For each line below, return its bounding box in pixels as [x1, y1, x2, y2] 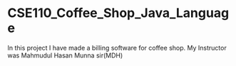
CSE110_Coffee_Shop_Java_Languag [7, 5, 230, 21]
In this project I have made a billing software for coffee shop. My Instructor [7, 43, 227, 52]
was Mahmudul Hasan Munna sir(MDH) [7, 51, 123, 60]
